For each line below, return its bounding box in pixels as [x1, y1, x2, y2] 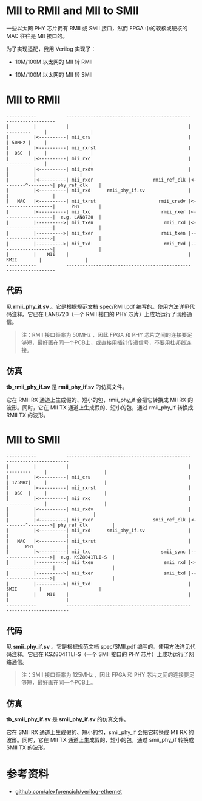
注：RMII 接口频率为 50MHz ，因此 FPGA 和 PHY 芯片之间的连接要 [21, 331, 187, 338]
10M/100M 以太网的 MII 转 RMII [15, 58, 93, 65]
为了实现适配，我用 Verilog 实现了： [6, 45, 96, 52]
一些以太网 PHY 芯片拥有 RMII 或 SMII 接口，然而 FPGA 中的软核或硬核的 [6, 24, 188, 32]
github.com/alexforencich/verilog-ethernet [15, 788, 123, 795]
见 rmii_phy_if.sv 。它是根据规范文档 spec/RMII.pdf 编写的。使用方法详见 [6, 303, 190, 310]
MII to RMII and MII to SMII [6, 4, 140, 18]
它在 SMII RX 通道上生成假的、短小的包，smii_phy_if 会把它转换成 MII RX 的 [6, 729, 194, 736]
